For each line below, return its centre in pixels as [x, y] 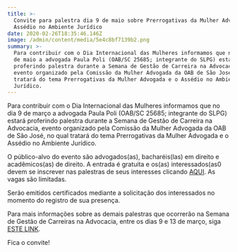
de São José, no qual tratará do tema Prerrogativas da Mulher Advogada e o [118, 136]
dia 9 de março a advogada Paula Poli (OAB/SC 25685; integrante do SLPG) [117, 113]
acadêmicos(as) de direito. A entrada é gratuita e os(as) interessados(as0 [115, 164]
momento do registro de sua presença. [64, 201]
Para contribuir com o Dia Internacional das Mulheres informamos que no [114, 106]
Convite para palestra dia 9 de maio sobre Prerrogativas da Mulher [116, 20]
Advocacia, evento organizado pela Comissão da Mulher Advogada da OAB [117, 128]
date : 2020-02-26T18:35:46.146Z [55, 33]
